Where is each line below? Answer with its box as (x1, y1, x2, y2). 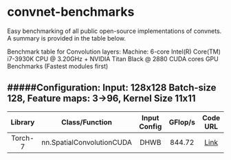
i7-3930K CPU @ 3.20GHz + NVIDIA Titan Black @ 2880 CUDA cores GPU (7, 54, 219, 62)
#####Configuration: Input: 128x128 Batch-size (7, 82, 217, 93)
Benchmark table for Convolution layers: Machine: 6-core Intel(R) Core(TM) (7, 47, 221, 56)
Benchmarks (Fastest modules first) (7, 62, 109, 70)
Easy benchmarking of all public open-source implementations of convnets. (7, 27, 222, 35)
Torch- (11, 133, 34, 143)
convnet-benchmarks (7, 4, 135, 20)
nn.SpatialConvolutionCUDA (41, 137, 133, 147)
